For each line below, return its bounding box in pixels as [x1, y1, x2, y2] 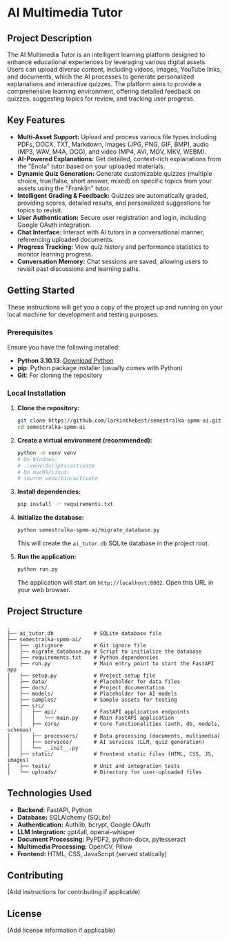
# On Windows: [17, 456, 58, 463]
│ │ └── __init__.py [7, 745, 79, 751]
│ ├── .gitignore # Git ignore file [7, 642, 147, 649]
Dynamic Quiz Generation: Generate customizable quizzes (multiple [17, 169, 212, 177]
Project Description [7, 32, 92, 44]
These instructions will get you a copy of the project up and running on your [7, 303, 223, 311]
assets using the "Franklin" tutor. [17, 184, 110, 192]
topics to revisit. [17, 205, 63, 214]
